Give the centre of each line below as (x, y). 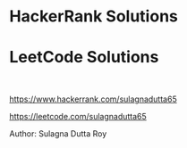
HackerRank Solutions (94, 16)
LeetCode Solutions (84, 58)
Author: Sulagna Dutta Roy (58, 134)
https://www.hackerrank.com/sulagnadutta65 (93, 99)
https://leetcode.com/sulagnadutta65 (78, 117)
